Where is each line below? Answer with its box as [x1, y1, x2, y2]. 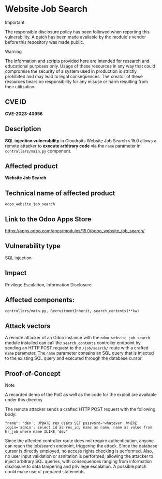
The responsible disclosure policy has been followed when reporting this [5, 29, 150, 34]
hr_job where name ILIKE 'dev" [5, 429, 68, 434]
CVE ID [5, 98, 27, 106]
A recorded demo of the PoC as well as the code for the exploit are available [5, 392, 157, 397]
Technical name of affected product [5, 189, 115, 197]
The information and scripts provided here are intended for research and [5, 58, 150, 64]
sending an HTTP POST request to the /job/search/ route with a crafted [5, 345, 148, 351]
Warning [5, 49, 22, 54]
